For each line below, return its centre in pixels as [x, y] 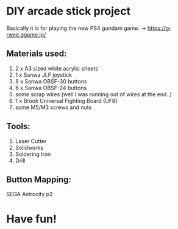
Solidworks [29, 147]
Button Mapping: [39, 179]
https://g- [159, 28]
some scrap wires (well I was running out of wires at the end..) [93, 94]
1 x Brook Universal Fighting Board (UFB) [66, 100]
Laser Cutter [31, 141]
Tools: [18, 126]
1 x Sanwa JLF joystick [43, 75]
